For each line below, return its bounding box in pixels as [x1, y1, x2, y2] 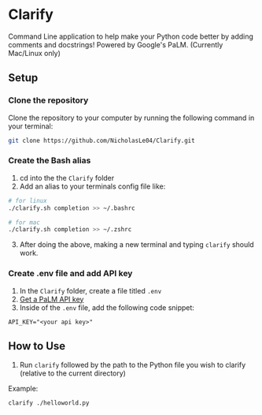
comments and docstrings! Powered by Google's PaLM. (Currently [8, 39, 223, 49]
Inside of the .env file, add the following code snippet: [19, 302, 195, 312]
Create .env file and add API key [8, 268, 133, 279]
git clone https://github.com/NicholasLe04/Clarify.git [8, 136, 195, 144]
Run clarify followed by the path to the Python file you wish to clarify [19, 361, 246, 370]
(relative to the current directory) [19, 368, 126, 378]
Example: [8, 384, 39, 394]
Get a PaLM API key [19, 294, 84, 304]
